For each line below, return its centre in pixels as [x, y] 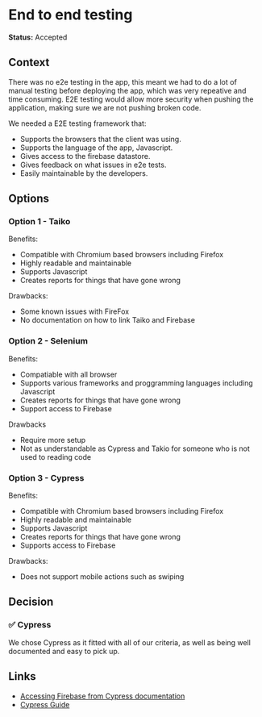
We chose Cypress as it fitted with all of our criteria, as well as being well [130, 642]
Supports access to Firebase [68, 545]
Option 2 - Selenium [48, 341]
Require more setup [53, 440]
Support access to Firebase [66, 408]
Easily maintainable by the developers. [84, 173]
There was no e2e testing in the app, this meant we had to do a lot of [123, 81]
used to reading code [55, 456]
